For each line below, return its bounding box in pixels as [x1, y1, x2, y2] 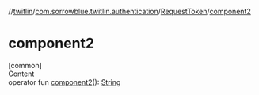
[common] [8, 60, 42, 70]
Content [8, 69, 35, 78]
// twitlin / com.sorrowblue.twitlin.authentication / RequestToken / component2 [8, 7, 251, 16]
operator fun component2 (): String [8, 77, 121, 86]
